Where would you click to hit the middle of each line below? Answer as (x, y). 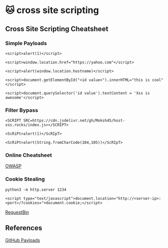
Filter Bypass (22, 110)
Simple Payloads (26, 43)
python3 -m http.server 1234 (36, 190)
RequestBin (17, 212)
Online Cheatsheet (29, 155)
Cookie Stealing (25, 179)
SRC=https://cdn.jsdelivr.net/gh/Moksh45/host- (74, 121)
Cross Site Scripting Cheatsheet (57, 29)
